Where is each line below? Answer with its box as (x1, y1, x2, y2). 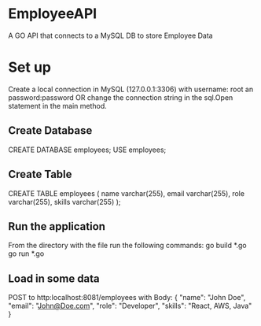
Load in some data (8, 272, 100, 285)
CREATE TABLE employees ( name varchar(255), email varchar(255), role (8, 188, 245, 198)
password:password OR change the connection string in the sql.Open (8, 92, 233, 102)
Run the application (8, 220, 106, 233)
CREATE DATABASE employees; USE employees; (8, 145, 167, 154)
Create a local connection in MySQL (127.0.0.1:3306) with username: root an (8, 84, 254, 94)
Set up (8, 58, 51, 76)
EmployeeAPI (8, 5, 97, 23)
